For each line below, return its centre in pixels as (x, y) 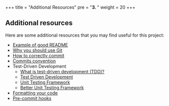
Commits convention (34, 61)
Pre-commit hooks (32, 98)
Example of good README (40, 45)
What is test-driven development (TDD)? (62, 71)
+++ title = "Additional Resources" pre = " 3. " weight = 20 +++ (70, 7)
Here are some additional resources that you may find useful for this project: (85, 35)
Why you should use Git (37, 50)
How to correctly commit (38, 55)
